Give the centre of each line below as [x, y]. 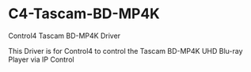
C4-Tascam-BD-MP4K [84, 14]
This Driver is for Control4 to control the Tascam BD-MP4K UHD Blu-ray [125, 51]
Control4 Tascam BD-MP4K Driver [65, 36]
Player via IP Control [41, 59]
